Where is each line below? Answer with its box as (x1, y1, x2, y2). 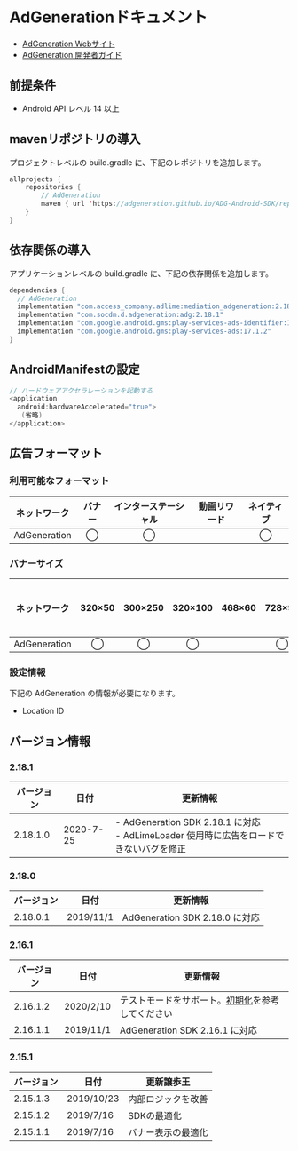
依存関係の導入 (9, 242, 91, 258)
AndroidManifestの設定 (9, 362, 140, 377)
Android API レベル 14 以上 (21, 103, 120, 114)
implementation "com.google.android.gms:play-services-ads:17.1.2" (17, 327, 272, 336)
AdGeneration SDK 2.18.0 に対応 (122, 911, 260, 924)
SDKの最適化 (128, 1109, 182, 1122)
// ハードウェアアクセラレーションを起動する (9, 386, 153, 395)
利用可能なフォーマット (9, 475, 109, 488)
